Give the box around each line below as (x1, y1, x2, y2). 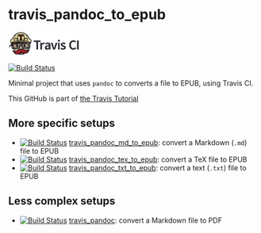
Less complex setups (8, 194, 116, 208)
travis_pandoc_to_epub (8, 6, 167, 24)
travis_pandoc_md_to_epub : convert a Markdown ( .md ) (68, 137, 248, 147)
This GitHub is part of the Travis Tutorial (8, 94, 139, 103)
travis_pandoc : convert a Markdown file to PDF (68, 216, 222, 225)
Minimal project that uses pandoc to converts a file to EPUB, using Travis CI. (8, 78, 254, 88)
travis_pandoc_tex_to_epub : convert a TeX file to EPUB (68, 155, 248, 164)
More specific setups (8, 116, 116, 130)
